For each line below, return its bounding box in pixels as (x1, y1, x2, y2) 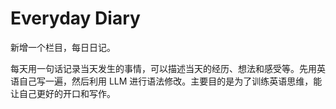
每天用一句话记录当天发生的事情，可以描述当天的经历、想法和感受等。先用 (10, 62, 317, 74)
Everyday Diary (10, 7, 141, 30)
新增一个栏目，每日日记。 (10, 41, 116, 53)
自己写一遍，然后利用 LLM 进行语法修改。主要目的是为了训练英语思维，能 (18, 75, 323, 87)
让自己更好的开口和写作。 (10, 87, 116, 99)
